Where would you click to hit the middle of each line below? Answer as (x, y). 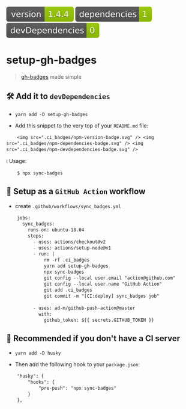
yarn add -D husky (38, 353)
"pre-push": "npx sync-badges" (77, 389)
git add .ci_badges (68, 290)
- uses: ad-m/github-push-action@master (84, 308)
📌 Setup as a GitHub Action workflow (76, 192)
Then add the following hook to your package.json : (77, 364)
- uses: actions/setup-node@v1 (72, 248)
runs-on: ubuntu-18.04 (56, 230)
